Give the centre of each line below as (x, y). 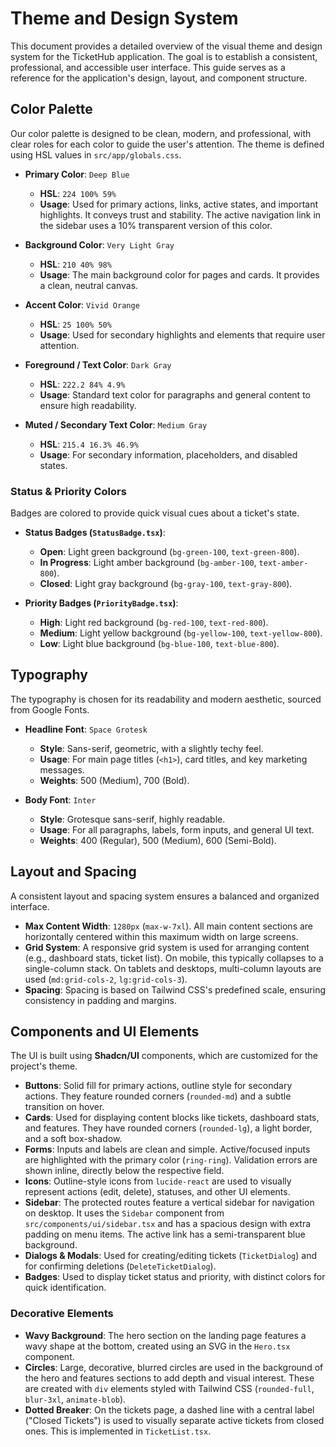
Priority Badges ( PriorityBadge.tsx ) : (101, 603)
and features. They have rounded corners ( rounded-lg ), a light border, (168, 1128)
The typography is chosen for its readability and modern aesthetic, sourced (166, 699)
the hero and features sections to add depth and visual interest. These (169, 1378)
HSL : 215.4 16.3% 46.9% (89, 444)
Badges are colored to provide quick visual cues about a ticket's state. (155, 513)
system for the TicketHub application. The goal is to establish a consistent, (164, 56)
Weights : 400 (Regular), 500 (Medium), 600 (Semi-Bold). (158, 840)
